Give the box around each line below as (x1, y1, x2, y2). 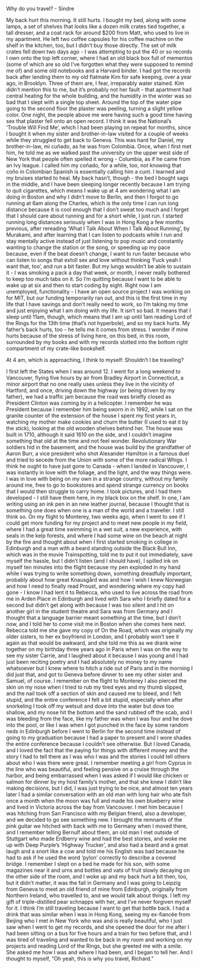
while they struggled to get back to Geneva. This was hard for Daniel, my (6, 137, 184, 143)
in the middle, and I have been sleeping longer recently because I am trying (6, 181, 190, 188)
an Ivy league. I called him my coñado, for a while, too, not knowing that (6, 162, 182, 169)
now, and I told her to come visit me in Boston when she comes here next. (6, 620, 187, 628)
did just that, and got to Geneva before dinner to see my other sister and (6, 671, 182, 678)
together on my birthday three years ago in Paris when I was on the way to (6, 646, 188, 652)
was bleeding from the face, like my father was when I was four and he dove (6, 715, 192, 722)
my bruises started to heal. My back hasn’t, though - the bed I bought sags (6, 175, 189, 181)
